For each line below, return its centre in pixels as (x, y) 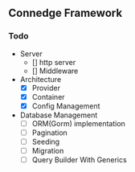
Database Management (59, 115)
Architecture (41, 79)
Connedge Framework (65, 13)
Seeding (46, 141)
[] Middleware (55, 71)
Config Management (66, 106)
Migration (48, 151)
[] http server (54, 62)
